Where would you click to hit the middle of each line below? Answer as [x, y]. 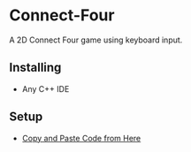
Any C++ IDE [46, 88]
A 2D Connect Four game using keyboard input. [96, 40]
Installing [35, 68]
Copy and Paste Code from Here [81, 138]
